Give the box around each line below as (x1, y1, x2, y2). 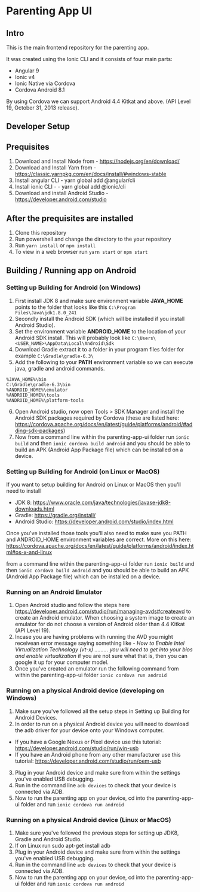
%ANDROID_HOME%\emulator (6, 387, 68, 393)
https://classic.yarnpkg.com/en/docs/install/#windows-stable (14, 171, 167, 178)
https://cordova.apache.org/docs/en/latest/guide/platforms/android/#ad (14, 420, 193, 427)
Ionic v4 (14, 74, 35, 80)
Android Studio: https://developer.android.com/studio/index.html (14, 518, 174, 525)
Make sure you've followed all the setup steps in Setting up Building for (14, 708, 190, 715)
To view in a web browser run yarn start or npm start (14, 248, 148, 256)
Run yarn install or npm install (14, 242, 96, 249)
